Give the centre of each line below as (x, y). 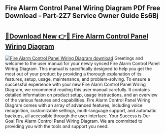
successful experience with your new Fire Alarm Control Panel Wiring (76, 84)
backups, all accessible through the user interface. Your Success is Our (78, 116)
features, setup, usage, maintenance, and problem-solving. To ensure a (78, 79)
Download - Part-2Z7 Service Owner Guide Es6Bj (82, 16)
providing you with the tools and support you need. (57, 126)
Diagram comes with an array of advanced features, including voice (74, 105)
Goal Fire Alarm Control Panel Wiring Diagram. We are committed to (74, 121)
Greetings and (129, 58)
